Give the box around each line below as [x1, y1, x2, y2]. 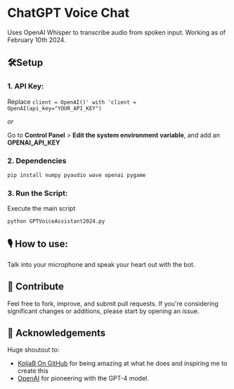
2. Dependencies [7, 156, 67, 166]
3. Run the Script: [7, 188, 68, 198]
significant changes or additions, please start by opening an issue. [7, 307, 200, 315]
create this [17, 367, 49, 375]
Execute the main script [7, 204, 76, 213]
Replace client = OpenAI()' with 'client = [7, 97, 137, 106]
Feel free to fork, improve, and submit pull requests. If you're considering [7, 299, 219, 308]
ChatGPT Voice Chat [7, 5, 130, 21]
